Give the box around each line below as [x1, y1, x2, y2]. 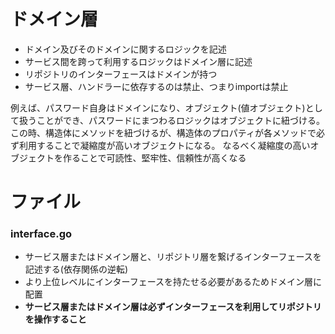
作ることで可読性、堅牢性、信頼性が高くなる [62, 151, 247, 164]
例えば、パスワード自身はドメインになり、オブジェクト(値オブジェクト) [10, 101, 306, 114]
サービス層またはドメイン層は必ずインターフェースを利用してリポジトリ [24, 301, 322, 313]
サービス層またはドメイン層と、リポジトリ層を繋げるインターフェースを [24, 251, 322, 263]
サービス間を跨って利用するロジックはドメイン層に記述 [24, 55, 253, 67]
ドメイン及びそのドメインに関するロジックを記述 [24, 43, 227, 55]
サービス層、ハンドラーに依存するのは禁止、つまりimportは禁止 [24, 80, 289, 92]
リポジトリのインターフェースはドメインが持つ [24, 68, 218, 80]
